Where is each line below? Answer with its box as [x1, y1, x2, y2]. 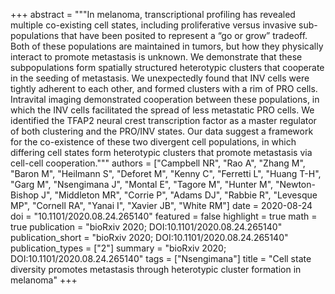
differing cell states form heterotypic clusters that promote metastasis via [10, 147, 313, 158]
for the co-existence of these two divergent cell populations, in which [10, 136, 297, 148]
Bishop [10, 189, 40, 201]
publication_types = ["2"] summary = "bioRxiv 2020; [10, 242, 227, 254]
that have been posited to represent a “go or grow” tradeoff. [61, 30, 308, 41]
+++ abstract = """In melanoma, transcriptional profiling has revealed [10, 9, 296, 20]
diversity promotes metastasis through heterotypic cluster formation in [10, 264, 302, 275]
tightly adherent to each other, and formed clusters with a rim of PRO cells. [10, 83, 318, 94]
